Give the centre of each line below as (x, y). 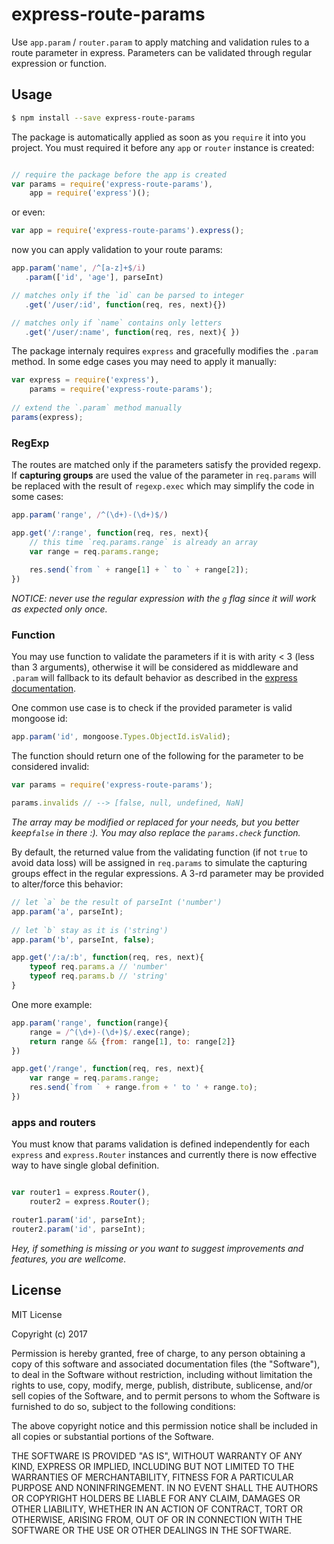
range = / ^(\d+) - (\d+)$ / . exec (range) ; (110, 1032)
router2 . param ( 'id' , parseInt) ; (78, 1229)
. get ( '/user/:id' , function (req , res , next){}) (125, 304)
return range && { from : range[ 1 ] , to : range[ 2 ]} (132, 1041)
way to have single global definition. (85, 1165)
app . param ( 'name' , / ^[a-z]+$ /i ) (78, 268)
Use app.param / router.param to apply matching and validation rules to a (160, 42)
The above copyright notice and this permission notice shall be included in (164, 1425)
